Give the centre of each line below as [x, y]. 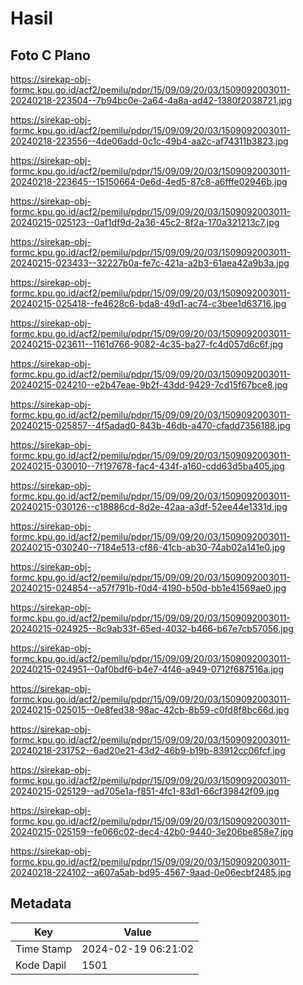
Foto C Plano [50, 55]
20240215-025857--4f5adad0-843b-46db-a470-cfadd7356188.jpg [150, 425]
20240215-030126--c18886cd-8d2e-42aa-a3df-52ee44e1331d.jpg [149, 506]
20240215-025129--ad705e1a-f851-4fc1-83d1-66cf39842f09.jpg [145, 791]
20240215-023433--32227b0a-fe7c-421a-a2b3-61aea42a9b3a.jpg [150, 263]
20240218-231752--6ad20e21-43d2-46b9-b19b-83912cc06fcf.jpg [148, 750]
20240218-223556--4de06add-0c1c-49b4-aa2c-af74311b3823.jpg [149, 141]
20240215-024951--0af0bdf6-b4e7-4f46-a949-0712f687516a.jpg [147, 669]
